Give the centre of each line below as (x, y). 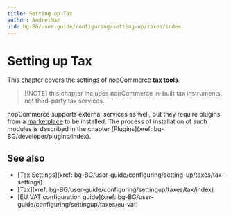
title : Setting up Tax (40, 14)
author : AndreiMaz (34, 20)
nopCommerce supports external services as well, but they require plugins (114, 114)
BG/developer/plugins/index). (49, 137)
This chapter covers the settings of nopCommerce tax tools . (94, 80)
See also (26, 158)
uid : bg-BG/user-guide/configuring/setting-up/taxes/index (94, 26)
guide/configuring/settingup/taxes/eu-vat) (78, 205)
